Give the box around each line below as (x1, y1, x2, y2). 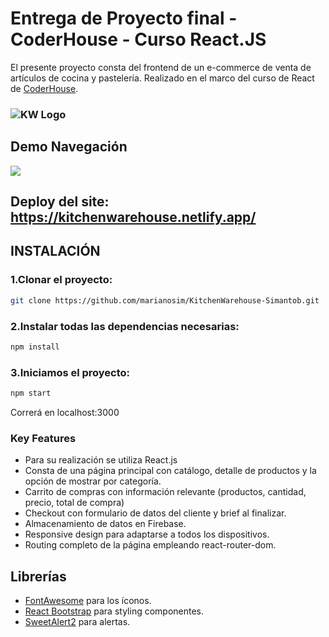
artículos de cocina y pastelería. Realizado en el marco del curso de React (10, 72, 315, 84)
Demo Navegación (10, 138, 128, 156)
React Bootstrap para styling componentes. (24, 605, 205, 617)
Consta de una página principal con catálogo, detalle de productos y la (24, 465, 317, 477)
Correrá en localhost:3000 (10, 406, 120, 418)
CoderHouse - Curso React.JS (10, 28, 267, 51)
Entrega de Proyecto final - (10, 7, 238, 30)
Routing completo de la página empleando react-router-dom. (24, 539, 277, 551)
